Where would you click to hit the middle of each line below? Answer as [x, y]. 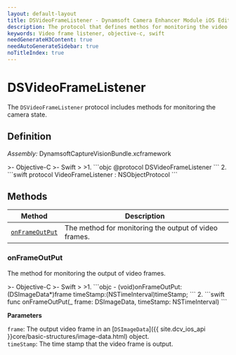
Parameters [25, 315]
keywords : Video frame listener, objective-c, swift [86, 33]
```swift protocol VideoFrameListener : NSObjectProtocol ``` [92, 174]
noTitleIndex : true [36, 53]
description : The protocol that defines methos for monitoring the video [118, 27]
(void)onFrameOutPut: [150, 287]
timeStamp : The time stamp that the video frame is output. [90, 344]
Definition [29, 136]
